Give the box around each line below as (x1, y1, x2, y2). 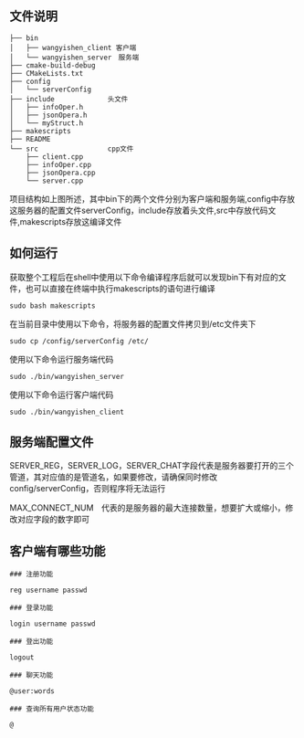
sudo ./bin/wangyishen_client (9, 407, 125, 416)
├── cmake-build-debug (9, 60, 96, 70)
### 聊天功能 (9, 670, 54, 680)
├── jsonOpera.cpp (26, 168, 96, 177)
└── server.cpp (26, 176, 84, 185)
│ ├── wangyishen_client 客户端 (9, 43, 137, 52)
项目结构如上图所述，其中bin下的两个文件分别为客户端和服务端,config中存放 (9, 193, 296, 204)
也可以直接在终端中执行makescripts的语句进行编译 (25, 282, 216, 294)
